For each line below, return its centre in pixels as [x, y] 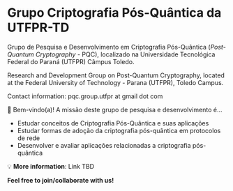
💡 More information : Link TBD [51, 166]
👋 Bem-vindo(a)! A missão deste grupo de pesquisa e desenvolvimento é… [115, 109]
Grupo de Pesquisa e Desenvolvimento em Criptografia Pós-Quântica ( [109, 47]
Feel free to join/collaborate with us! [61, 180]
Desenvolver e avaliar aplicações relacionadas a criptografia [104, 145]
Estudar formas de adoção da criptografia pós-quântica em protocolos [119, 130]
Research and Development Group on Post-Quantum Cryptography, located [116, 75]
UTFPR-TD [38, 28]
